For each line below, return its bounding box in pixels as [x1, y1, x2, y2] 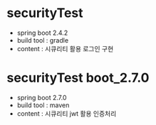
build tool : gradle [16, 36, 69, 44]
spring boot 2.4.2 [16, 28, 68, 37]
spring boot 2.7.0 [16, 93, 67, 102]
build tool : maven [16, 101, 70, 109]
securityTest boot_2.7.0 [6, 70, 150, 86]
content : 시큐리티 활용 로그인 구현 [16, 44, 114, 53]
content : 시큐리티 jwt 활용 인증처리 [16, 109, 117, 118]
